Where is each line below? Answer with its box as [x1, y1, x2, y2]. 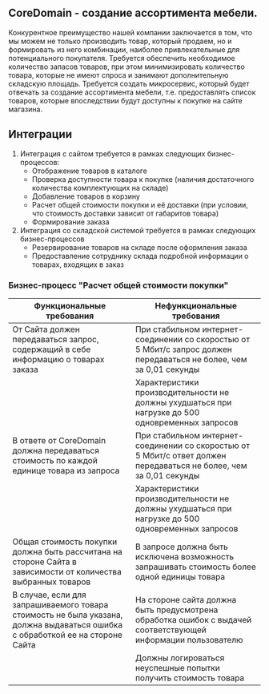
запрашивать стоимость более [134, 561, 256, 572]
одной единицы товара [134, 571, 226, 582]
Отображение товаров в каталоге [31, 166, 148, 176]
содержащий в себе [12, 344, 91, 355]
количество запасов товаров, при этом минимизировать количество [8, 62, 246, 71]
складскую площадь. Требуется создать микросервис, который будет [8, 79, 250, 88]
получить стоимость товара [134, 672, 245, 684]
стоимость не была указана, [12, 609, 123, 620]
